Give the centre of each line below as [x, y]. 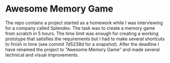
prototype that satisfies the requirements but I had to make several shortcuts [85, 39]
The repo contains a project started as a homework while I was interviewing [84, 23]
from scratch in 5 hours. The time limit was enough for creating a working [82, 33]
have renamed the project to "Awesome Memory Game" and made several [83, 49]
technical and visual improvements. [42, 55]
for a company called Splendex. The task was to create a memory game [80, 28]
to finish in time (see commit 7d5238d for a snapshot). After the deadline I [82, 44]
